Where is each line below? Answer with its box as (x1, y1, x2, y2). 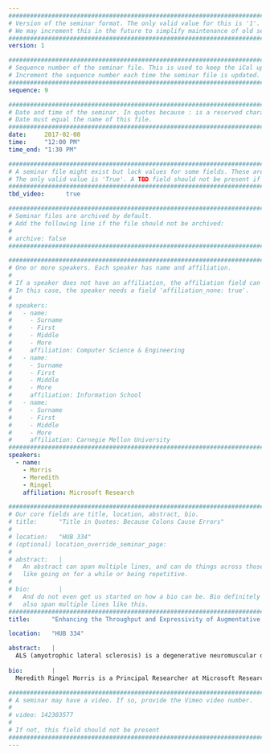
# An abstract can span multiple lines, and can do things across (8, 562, 243, 571)
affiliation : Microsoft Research (22, 488, 135, 496)
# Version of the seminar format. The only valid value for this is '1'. (8, 19, 261, 27)
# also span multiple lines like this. (8, 600, 149, 608)
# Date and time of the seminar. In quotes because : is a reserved (8, 108, 243, 117)
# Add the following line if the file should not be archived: (8, 219, 225, 228)
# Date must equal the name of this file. (8, 116, 153, 124)
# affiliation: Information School (8, 391, 142, 399)
